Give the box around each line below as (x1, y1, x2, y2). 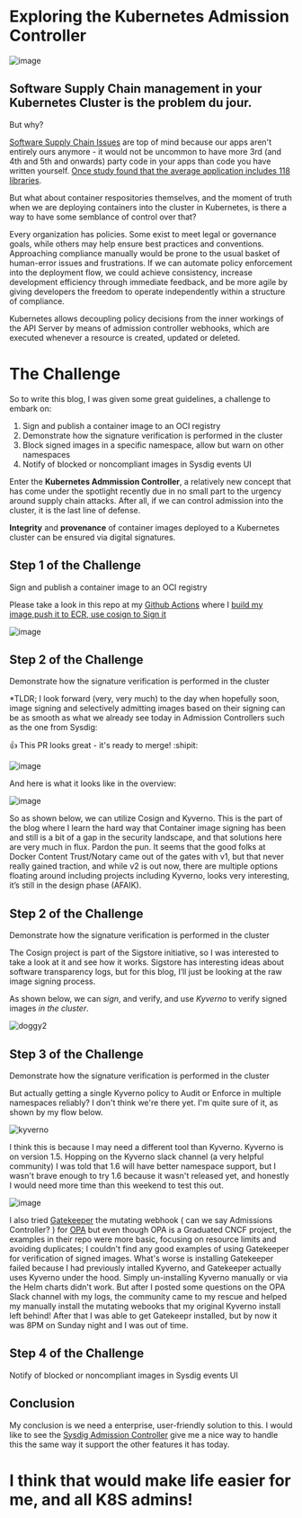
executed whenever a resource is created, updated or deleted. (9, 332, 241, 343)
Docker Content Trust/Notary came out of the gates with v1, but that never (9, 852, 285, 862)
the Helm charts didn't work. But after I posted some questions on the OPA (9, 1281, 286, 1292)
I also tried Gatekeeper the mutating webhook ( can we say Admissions (9, 1214, 273, 1225)
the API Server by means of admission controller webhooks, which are (9, 322, 270, 334)
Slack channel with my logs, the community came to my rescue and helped (9, 1290, 288, 1301)
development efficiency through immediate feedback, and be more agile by (9, 276, 288, 287)
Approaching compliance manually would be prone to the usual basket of (9, 247, 280, 258)
